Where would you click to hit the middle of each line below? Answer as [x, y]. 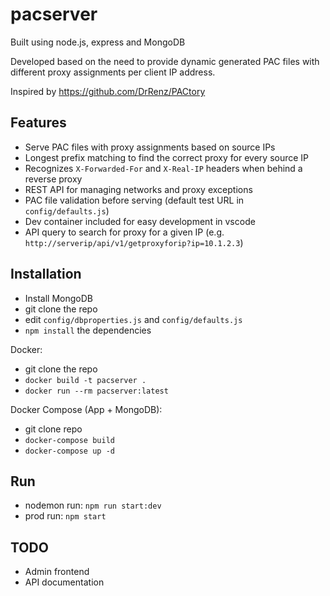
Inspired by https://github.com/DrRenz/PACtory [108, 91]
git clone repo [53, 429]
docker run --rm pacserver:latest [96, 391]
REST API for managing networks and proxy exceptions [138, 189]
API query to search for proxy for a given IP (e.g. [124, 232]
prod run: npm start [65, 516]
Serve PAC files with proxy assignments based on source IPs [150, 147]
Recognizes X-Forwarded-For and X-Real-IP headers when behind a [163, 168]
